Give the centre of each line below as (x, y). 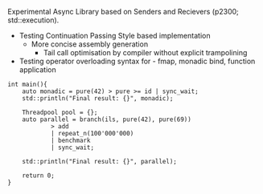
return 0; (39, 176)
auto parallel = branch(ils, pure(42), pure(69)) (107, 119)
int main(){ (27, 84)
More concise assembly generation (90, 44)
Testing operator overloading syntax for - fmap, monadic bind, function (137, 61)
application (38, 70)
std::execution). (33, 20)
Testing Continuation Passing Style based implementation (115, 36)
